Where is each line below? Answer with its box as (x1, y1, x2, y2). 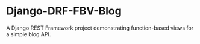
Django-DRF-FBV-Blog (6, 4, 122, 18)
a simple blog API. (6, 30, 51, 37)
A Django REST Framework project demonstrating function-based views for (6, 24, 194, 31)
